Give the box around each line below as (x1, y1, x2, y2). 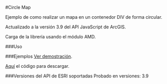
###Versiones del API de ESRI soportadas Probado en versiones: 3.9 (5, 73, 149, 79)
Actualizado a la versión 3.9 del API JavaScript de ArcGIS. (5, 24, 127, 30)
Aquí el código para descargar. (5, 63, 70, 69)
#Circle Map (5, 5, 31, 10)
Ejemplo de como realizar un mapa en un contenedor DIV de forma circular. (5, 14, 163, 20)
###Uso (5, 44, 22, 50)
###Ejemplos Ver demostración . (5, 53, 72, 59)
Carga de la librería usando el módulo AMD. (5, 34, 96, 39)
